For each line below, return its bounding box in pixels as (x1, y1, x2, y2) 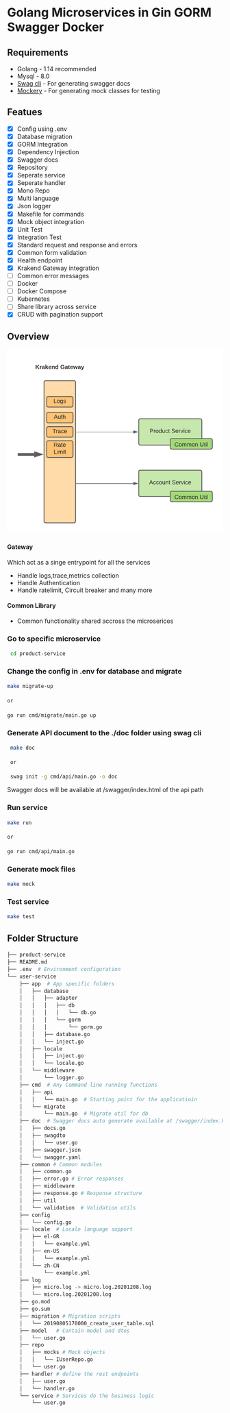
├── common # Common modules (19, 1161, 103, 1168)
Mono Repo (16, 186, 50, 195)
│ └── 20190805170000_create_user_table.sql (19, 1320, 155, 1327)
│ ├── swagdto (19, 1132, 66, 1139)
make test (7, 913, 36, 920)
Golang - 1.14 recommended (16, 65, 97, 73)
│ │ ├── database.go (19, 1031, 90, 1037)
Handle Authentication (16, 578, 81, 587)
